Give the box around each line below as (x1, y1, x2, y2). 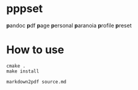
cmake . (6, 63, 26, 69)
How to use (6, 43, 64, 57)
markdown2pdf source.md (6, 79, 67, 85)
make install (6, 68, 40, 74)
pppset (6, 2, 43, 16)
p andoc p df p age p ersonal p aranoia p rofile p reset (6, 22, 132, 29)
